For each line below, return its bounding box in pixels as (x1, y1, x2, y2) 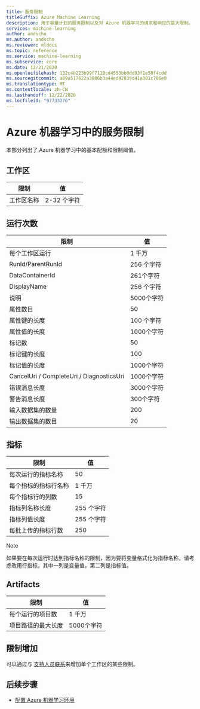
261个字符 (130, 271, 160, 280)
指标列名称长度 (9, 504, 52, 512)
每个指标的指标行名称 (9, 482, 70, 490)
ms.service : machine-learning (6, 53, 82, 59)
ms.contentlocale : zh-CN (6, 87, 68, 93)
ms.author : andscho (6, 36, 55, 42)
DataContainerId (9, 271, 56, 280)
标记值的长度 (9, 361, 46, 369)
